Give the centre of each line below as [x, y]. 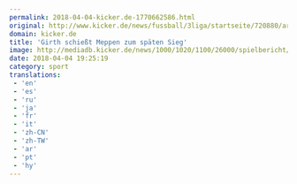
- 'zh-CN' [31, 133]
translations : [35, 75]
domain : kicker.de [43, 34]
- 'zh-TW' [31, 141]
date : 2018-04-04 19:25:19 [59, 58]
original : [27, 26]
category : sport [39, 67]
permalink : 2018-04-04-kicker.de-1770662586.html [103, 17]
